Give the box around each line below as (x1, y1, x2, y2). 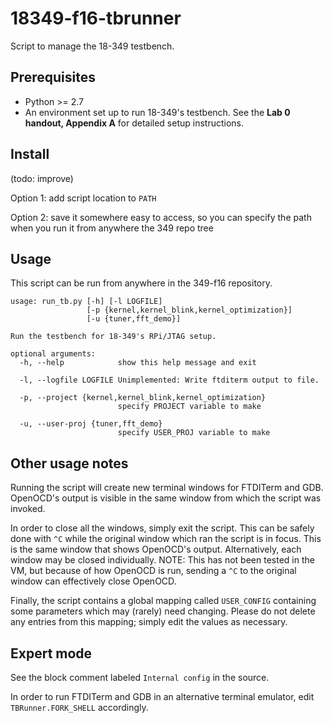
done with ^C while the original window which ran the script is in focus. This (10, 533, 322, 545)
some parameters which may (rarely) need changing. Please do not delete (10, 605, 316, 617)
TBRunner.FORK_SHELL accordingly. (10, 702, 149, 713)
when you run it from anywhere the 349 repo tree (10, 222, 214, 234)
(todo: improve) (10, 172, 74, 184)
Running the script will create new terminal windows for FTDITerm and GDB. (10, 482, 324, 494)
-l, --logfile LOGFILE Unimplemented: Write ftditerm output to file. (19, 375, 320, 386)
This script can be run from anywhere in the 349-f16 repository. (10, 277, 273, 289)
